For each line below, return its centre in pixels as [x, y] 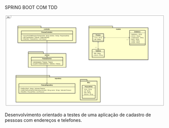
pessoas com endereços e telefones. [43, 120]
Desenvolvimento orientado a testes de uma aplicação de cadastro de [78, 115]
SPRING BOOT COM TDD [31, 7]
